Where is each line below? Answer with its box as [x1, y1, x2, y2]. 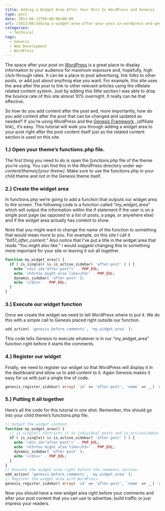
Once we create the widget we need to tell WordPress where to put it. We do [5, 312, 160, 318]
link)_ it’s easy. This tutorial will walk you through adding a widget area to [5, 123, 153, 129]
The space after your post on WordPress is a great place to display [5, 62, 140, 68]
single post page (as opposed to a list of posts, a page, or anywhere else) [5, 212, 154, 218]
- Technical [9, 30, 34, 35]
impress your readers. [5, 500, 50, 506]
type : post [5, 12, 27, 17]
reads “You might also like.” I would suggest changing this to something [5, 243, 150, 249]
